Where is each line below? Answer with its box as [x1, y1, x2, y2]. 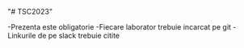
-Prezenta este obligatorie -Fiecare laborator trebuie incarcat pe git [7, 22, 232, 31]
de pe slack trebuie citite [37, 31, 120, 40]
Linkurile [7, 31, 36, 40]
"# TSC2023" [7, 7, 53, 16]
